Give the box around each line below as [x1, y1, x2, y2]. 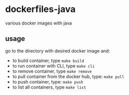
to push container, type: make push [12, 78, 84, 84]
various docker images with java [5, 20, 72, 26]
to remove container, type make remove [12, 68, 92, 74]
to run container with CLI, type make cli [12, 62, 95, 68]
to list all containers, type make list [12, 84, 86, 90]
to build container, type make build [12, 57, 84, 63]
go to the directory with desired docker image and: [5, 47, 110, 53]
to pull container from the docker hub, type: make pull [12, 73, 124, 79]
